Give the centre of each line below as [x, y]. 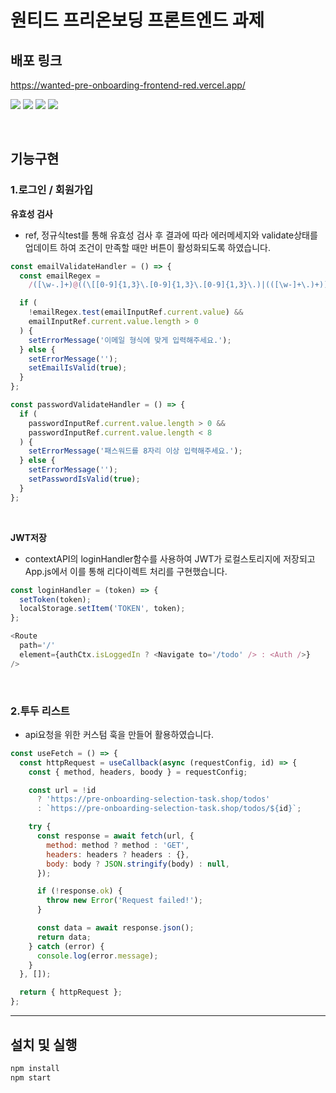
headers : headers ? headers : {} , [118, 854]
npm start [31, 1077]
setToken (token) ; [55, 599]
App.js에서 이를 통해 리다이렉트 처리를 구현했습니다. [126, 571]
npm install [35, 1068]
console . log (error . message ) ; [97, 956]
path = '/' [37, 646]
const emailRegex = [60, 276]
